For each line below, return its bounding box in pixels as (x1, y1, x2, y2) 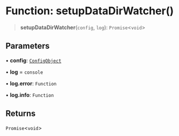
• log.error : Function (5, 80, 57, 87)
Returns (5, 109, 36, 119)
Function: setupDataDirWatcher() (5, 4, 174, 18)
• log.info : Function (5, 91, 54, 99)
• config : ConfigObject (5, 56, 62, 64)
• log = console (5, 68, 43, 75)
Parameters (5, 41, 50, 51)
